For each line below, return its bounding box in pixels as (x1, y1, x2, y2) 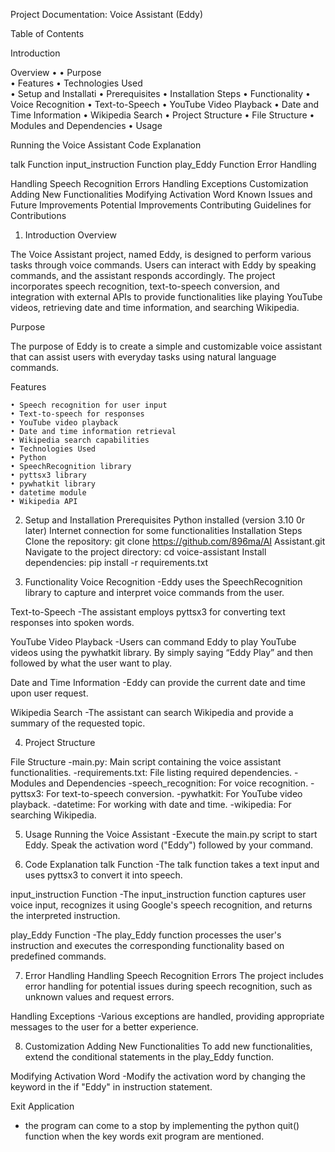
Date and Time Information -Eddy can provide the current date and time (10, 677, 306, 688)
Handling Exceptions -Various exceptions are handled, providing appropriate (10, 1010, 325, 1022)
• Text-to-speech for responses (10, 409, 145, 419)
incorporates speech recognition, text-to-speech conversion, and (10, 280, 280, 292)
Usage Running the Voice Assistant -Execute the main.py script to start (24, 829, 318, 840)
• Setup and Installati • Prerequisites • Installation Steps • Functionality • (10, 88, 311, 99)
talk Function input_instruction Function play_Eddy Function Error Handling (10, 159, 317, 170)
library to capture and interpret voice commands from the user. (24, 587, 285, 598)
